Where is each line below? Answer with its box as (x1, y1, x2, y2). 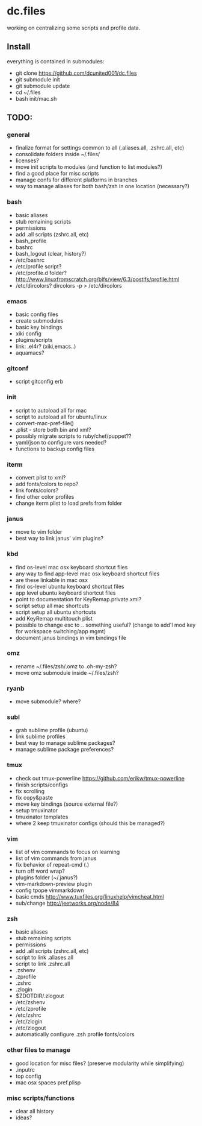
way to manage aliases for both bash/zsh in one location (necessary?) (15, 183, 190, 190)
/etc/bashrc (15, 256, 44, 264)
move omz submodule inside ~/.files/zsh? (15, 669, 119, 676)
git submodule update (15, 82, 70, 89)
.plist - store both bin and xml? (15, 426, 91, 433)
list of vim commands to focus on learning (15, 849, 120, 855)
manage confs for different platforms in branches (15, 176, 138, 183)
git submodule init (15, 75, 61, 83)
